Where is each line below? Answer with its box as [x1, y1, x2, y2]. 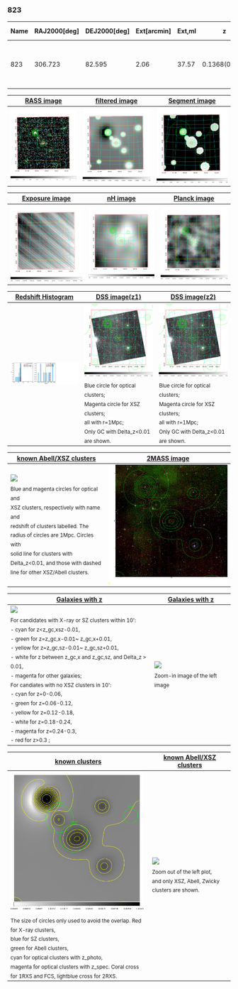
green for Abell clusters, [10, 945, 69, 952]
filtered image [95, 97, 138, 105]
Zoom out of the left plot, [152, 868, 212, 875]
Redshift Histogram [15, 293, 74, 301]
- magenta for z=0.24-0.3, [10, 728, 77, 735]
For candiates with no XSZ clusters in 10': [10, 682, 112, 689]
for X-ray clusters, [10, 927, 56, 934]
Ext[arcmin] [135, 27, 171, 35]
